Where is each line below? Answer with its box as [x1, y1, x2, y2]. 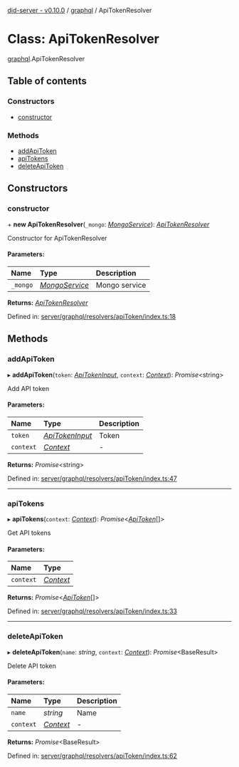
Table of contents [7, 75, 87, 88]
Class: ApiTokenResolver [7, 31, 160, 47]
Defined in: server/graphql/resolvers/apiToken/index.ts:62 [7, 751, 178, 760]
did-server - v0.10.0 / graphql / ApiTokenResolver [7, 6, 152, 14]
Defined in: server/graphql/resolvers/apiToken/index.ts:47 [7, 474, 178, 483]
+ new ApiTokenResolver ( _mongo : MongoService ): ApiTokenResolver [7, 220, 210, 229]
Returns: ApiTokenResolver [7, 298, 88, 307]
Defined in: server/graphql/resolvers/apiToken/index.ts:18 [7, 312, 176, 320]
